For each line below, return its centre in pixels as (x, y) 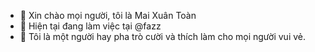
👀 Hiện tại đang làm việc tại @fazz (90, 26)
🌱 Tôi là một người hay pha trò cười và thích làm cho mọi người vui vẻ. (163, 36)
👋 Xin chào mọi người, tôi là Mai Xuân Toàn (108, 15)
